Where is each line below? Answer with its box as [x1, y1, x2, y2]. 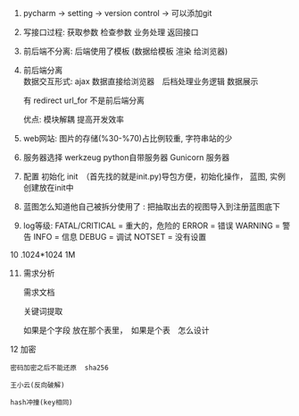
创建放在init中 [22, 183, 74, 192]
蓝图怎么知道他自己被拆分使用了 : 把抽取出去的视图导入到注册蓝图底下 [22, 201, 280, 212]
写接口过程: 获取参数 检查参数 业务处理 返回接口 [22, 27, 199, 38]
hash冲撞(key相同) [10, 398, 73, 407]
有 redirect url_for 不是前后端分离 [22, 95, 145, 106]
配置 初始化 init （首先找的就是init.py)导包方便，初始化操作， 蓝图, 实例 [22, 171, 287, 182]
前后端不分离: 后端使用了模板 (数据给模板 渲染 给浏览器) [22, 46, 228, 56]
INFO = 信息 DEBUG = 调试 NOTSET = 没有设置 [33, 232, 207, 242]
